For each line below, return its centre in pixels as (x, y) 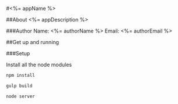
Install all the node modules (39, 64)
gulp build (19, 86)
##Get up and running (33, 42)
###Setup (18, 53)
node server (20, 96)
